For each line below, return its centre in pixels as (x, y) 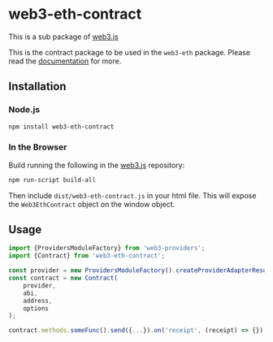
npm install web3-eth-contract (61, 127)
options (36, 308)
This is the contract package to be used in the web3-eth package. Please (129, 52)
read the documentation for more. (65, 61)
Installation (37, 87)
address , (38, 301)
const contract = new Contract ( (63, 278)
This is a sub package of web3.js (64, 37)
